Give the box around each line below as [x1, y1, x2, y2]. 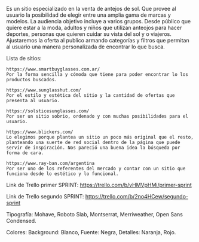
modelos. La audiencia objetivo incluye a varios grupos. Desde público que [6, 18, 191, 24]
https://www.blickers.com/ [6, 129, 74, 135]
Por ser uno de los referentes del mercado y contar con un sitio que [6, 166, 186, 171]
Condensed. [6, 218, 37, 224]
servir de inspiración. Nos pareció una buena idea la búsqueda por [6, 145, 180, 151]
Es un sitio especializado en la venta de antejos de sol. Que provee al [6, 5, 176, 12]
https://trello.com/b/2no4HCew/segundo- [85, 193, 189, 200]
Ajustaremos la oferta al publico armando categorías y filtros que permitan [6, 37, 189, 44]
